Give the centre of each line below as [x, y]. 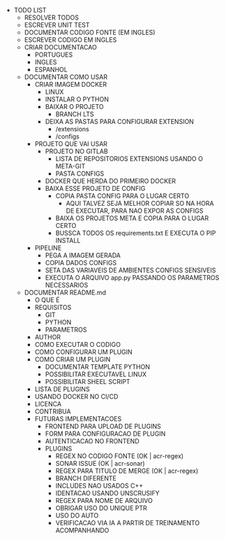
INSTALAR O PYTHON [77, 99]
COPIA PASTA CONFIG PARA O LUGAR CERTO [122, 196]
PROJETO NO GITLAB [76, 151]
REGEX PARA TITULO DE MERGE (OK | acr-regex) [127, 471]
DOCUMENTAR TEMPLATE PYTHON [97, 367]
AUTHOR [48, 337]
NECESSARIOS [67, 285]
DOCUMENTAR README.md [65, 292]
